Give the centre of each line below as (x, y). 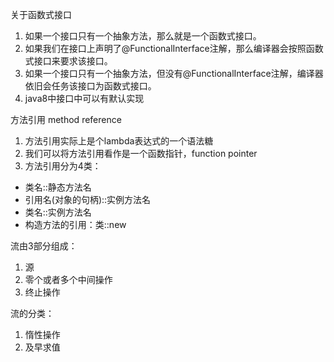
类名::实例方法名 (58, 212)
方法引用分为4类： (63, 166)
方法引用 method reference (66, 119)
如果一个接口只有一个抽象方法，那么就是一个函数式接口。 (143, 36)
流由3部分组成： (44, 246)
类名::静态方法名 (58, 187)
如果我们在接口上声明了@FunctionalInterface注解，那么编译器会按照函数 (174, 48)
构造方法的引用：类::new (75, 224)
